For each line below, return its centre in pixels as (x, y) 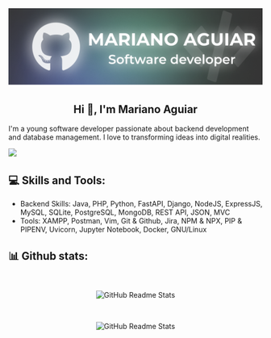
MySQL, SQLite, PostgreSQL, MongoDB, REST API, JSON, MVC (125, 212)
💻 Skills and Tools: (57, 180)
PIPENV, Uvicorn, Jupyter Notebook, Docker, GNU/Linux (113, 230)
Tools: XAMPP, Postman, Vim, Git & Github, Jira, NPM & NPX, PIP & (131, 221)
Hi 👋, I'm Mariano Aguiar (135, 109)
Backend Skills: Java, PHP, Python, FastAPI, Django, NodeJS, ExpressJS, (141, 204)
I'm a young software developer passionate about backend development (129, 129)
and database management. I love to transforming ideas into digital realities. (134, 137)
